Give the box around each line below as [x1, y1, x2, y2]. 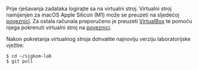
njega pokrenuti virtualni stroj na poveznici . [6, 24, 112, 31]
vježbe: [6, 42, 24, 49]
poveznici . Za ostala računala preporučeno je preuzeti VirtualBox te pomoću [6, 18, 192, 24]
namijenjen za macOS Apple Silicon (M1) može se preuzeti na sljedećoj [6, 11, 180, 18]
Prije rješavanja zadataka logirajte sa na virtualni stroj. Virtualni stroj [6, 5, 172, 12]
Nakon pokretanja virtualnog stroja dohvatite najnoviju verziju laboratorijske [6, 36, 191, 42]
